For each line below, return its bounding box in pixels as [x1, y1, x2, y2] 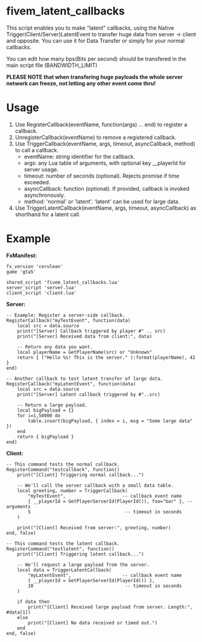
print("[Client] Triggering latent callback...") [17, 551, 145, 557]
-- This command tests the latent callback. [6, 541, 120, 547]
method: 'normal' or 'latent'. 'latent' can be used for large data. [24, 197, 180, 205]
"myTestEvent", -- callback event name [28, 493, 182, 499]
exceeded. [24, 178, 51, 185]
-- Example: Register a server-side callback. [6, 312, 125, 318]
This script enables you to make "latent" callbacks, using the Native [6, 24, 174, 31]
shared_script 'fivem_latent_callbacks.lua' [6, 279, 120, 285]
